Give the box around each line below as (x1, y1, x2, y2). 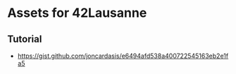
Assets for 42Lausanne (7, 5, 147, 21)
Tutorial (7, 33, 42, 45)
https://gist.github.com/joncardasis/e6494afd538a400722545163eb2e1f (17, 51, 229, 60)
